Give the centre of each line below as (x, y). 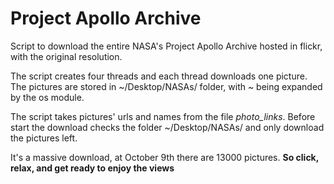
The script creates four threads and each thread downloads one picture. (159, 76)
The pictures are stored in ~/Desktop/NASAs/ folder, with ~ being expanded (166, 86)
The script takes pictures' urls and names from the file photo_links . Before (163, 116)
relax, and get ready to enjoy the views (92, 168)
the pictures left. (44, 138)
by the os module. (47, 97)
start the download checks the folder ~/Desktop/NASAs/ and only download (167, 127)
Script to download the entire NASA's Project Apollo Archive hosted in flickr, (166, 46)
